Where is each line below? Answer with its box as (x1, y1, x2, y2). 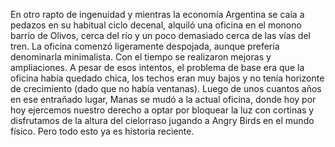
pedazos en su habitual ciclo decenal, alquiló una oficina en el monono (10, 19, 302, 31)
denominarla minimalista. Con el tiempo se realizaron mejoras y (10, 51, 272, 63)
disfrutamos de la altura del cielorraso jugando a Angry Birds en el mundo (10, 115, 315, 126)
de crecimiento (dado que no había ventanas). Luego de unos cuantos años (10, 83, 322, 94)
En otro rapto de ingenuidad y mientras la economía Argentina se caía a (10, 9, 305, 20)
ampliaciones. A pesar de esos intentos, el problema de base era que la (10, 62, 305, 73)
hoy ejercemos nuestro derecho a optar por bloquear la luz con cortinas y (10, 104, 315, 116)
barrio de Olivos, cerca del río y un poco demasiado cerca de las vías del (10, 30, 311, 41)
